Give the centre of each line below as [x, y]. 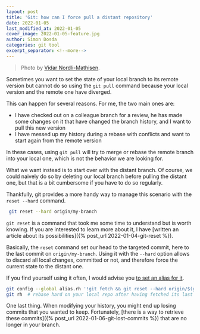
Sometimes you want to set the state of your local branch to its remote [92, 79]
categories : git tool [33, 45]
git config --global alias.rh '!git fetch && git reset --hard [86, 289]
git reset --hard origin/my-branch [53, 212]
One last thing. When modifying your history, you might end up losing [91, 306]
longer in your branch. [33, 325]
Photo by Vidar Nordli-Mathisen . [60, 68]
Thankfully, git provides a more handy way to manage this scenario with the [99, 194]
